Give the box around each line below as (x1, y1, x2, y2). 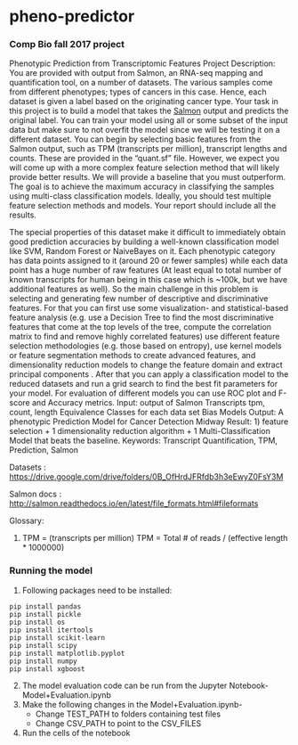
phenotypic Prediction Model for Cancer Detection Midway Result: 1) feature (9, 416, 289, 427)
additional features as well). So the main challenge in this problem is (9, 283, 259, 295)
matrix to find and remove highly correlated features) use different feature (9, 332, 280, 342)
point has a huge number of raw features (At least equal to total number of (9, 265, 282, 275)
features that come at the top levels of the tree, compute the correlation (9, 322, 272, 332)
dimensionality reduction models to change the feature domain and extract (9, 359, 283, 371)
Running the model (9, 564, 93, 577)
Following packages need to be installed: (21, 585, 173, 595)
